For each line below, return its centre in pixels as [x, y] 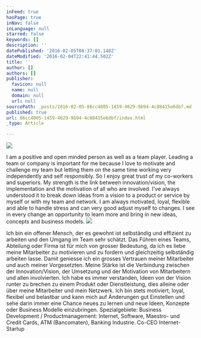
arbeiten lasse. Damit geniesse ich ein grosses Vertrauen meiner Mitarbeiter [100, 259]
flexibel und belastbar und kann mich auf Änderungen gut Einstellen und [95, 297]
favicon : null [29, 85]
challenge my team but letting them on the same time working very [89, 170]
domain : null [28, 95]
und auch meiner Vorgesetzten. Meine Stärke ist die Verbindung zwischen [98, 265]
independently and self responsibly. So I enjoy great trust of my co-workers [100, 176]
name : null [25, 90]
